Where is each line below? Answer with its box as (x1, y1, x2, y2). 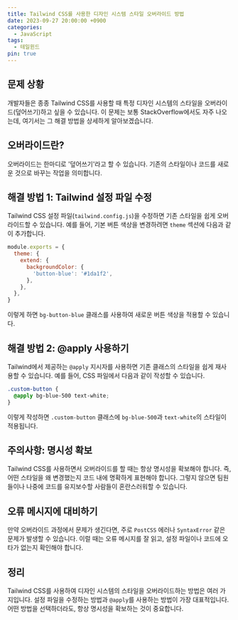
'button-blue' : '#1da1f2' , (33, 270, 113, 277)
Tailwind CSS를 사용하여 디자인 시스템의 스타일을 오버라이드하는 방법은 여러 (7, 587, 219, 595)
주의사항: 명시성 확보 (7, 445, 92, 457)
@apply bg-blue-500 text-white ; (13, 392, 110, 399)
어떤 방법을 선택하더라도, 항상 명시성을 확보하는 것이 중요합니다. (7, 604, 184, 613)
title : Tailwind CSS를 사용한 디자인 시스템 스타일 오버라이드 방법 (7, 10, 185, 18)
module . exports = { (7, 244, 65, 251)
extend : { (20, 257, 50, 264)
